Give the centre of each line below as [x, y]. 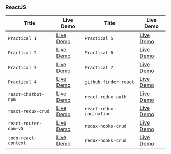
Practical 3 [22, 68]
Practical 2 [22, 53]
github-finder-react [110, 82]
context [17, 143]
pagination [98, 114]
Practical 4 [22, 82]
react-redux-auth [106, 97]
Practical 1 [22, 38]
